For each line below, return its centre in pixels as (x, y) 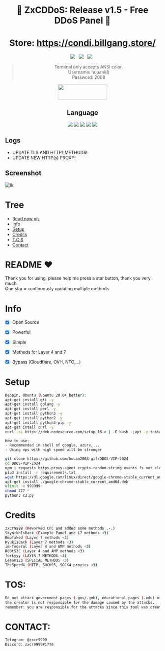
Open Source (26, 322)
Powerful (21, 332)
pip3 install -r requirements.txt (41, 473)
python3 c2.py (20, 496)
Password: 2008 (89, 77)
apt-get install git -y (29, 400)
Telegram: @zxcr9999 (26, 640)
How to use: (17, 441)
